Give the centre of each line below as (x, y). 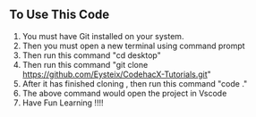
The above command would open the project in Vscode (124, 93)
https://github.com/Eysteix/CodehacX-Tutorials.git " (117, 74)
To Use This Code (60, 15)
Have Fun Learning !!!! (63, 103)
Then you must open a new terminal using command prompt (133, 46)
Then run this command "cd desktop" (91, 55)
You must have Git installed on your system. (103, 36)
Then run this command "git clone (85, 64)
